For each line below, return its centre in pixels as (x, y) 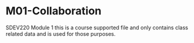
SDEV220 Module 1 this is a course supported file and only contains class (97, 27)
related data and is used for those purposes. (61, 33)
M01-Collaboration (54, 11)
